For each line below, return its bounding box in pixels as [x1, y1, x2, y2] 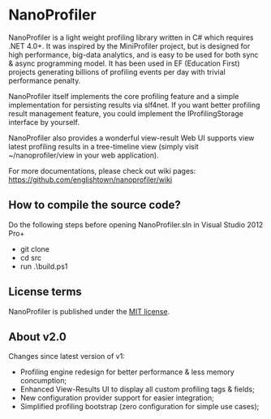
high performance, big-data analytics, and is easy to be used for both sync [8, 50, 259, 59]
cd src [19, 253, 42, 262]
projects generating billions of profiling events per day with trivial [8, 67, 226, 76]
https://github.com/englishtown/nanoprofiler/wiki [8, 175, 173, 184]
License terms [8, 285, 83, 299]
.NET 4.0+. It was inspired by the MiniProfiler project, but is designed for [8, 41, 251, 50]
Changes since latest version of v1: [8, 352, 126, 361]
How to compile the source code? [8, 198, 181, 212]
